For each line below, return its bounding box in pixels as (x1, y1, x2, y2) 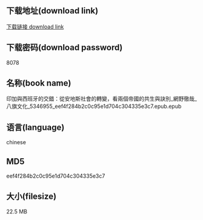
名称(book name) (6, 78, 72, 88)
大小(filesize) (6, 192, 56, 202)
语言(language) (6, 122, 65, 132)
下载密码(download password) (6, 42, 123, 53)
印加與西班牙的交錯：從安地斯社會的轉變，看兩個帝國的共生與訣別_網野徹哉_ (6, 95, 197, 102)
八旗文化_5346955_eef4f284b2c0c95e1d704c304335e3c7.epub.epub (6, 102, 182, 110)
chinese (6, 139, 26, 146)
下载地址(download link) (6, 5, 99, 16)
